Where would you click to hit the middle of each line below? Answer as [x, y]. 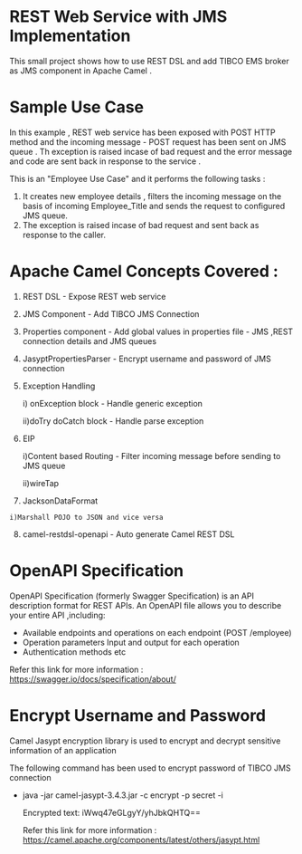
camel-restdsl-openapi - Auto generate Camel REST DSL [128, 534]
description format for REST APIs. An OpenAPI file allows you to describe [146, 605]
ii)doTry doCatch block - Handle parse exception [113, 421]
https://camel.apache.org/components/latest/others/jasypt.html [141, 840]
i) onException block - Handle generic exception [113, 403]
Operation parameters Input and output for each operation [131, 642]
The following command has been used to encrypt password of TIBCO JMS [150, 768]
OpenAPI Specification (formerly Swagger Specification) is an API [132, 596]
